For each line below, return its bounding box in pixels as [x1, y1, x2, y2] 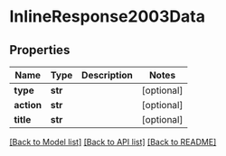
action [14, 99, 42, 111]
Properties [9, 42, 71, 58]
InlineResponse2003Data [9, 6, 206, 27]
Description [80, 69, 134, 81]
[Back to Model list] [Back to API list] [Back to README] [9, 137, 217, 147]
